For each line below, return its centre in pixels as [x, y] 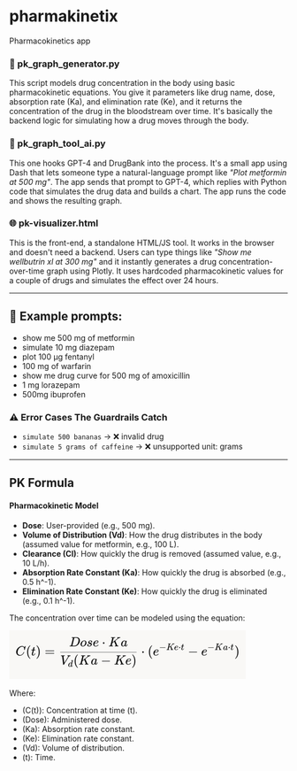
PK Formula [42, 483]
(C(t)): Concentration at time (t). [80, 710]
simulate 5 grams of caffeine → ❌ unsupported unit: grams [132, 446]
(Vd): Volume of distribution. [73, 748]
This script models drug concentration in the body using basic [122, 83]
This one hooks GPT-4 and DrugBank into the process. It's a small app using [148, 163]
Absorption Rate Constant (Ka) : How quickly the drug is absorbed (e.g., [154, 572]
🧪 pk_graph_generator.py [65, 64]
